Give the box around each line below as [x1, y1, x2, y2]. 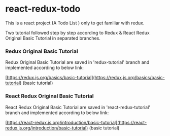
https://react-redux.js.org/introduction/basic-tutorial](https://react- [7, 119, 147, 125]
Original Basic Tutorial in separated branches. [5, 35, 100, 41]
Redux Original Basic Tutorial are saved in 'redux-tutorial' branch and [5, 59, 150, 65]
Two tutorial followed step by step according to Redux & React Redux [5, 29, 150, 36]
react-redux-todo [5, 3, 81, 15]
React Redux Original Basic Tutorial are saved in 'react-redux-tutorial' [5, 104, 151, 110]
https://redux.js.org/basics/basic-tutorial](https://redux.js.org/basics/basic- [7, 75, 165, 81]
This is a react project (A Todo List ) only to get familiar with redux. [5, 20, 145, 26]
